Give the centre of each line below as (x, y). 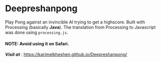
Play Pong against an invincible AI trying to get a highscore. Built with (75, 22)
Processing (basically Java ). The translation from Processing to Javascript (80, 27)
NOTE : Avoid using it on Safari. (37, 43)
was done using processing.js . (37, 32)
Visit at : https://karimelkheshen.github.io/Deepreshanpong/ (66, 55)
